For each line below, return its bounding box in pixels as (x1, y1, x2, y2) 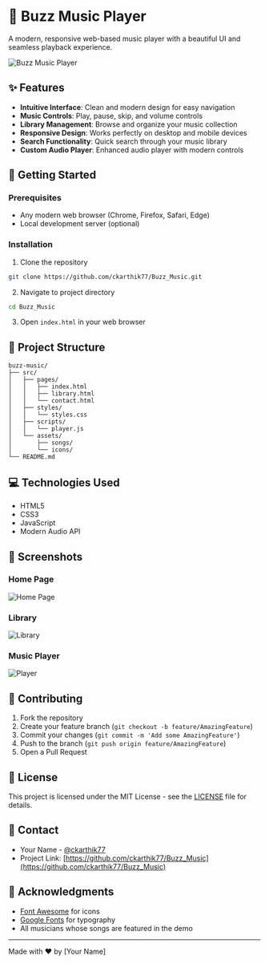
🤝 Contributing (8, 691, 83, 705)
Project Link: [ (19, 853, 66, 863)
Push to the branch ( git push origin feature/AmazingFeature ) (19, 739, 227, 748)
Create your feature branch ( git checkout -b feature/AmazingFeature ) (19, 722, 254, 731)
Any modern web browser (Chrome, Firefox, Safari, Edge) (19, 210, 211, 220)
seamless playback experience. (8, 42, 113, 51)
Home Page (8, 573, 54, 585)
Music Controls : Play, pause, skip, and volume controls (19, 111, 203, 120)
